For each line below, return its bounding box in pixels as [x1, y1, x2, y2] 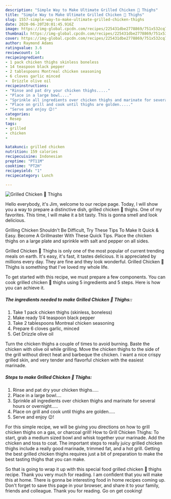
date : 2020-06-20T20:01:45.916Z [5, 21, 74, 27]
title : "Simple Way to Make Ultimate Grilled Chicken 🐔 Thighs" [5, 12, 145, 17]
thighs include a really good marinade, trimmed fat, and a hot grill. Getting [5, 446, 160, 452]
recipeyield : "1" [5, 168, 42, 173]
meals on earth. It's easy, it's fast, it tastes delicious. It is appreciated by [5, 253, 156, 260]
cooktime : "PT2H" [5, 163, 42, 169]
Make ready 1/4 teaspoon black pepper [12, 315, 95, 321]
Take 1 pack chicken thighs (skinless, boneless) [12, 309, 112, 316]
